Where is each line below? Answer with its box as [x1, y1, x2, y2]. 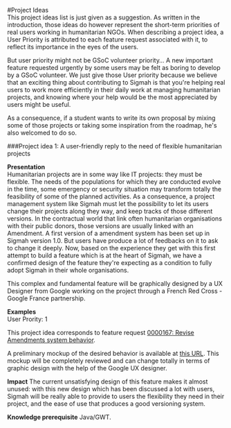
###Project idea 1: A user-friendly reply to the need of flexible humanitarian [7, 142, 223, 150]
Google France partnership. [7, 294, 86, 302]
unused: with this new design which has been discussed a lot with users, [7, 385, 215, 393]
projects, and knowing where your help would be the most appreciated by [7, 93, 218, 101]
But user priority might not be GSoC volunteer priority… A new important [7, 56, 213, 65]
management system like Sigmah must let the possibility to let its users [7, 200, 209, 207]
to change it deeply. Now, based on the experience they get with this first [7, 244, 216, 252]
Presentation [7, 163, 46, 171]
